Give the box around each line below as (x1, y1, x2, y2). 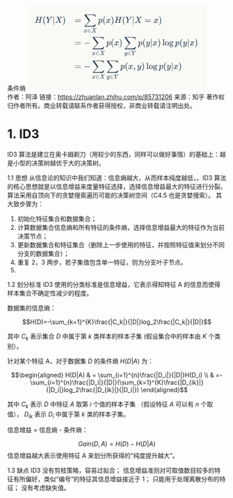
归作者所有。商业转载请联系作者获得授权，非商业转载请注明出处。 (7, 102, 196, 109)
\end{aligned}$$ (140, 385, 188, 394)
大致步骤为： (7, 199, 44, 208)
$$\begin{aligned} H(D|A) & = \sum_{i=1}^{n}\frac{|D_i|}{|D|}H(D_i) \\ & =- (11, 371, 223, 379)
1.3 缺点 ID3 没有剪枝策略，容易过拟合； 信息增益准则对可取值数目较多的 (7, 466, 215, 475)
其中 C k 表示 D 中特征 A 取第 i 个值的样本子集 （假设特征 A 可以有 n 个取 (7, 400, 214, 410)
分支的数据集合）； (17, 249, 70, 258)
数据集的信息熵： (7, 304, 56, 312)
